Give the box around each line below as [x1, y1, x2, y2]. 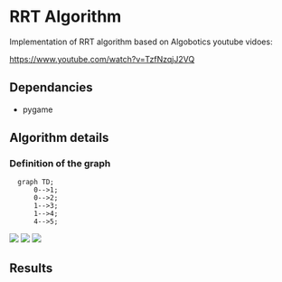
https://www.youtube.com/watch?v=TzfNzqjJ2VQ [9, 53, 195, 64]
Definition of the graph [9, 157, 111, 170]
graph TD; [17, 178, 54, 187]
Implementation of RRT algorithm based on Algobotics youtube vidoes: [9, 36, 273, 47]
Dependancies [9, 80, 93, 96]
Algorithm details [9, 130, 109, 146]
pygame [22, 104, 53, 115]
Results [9, 260, 53, 276]
